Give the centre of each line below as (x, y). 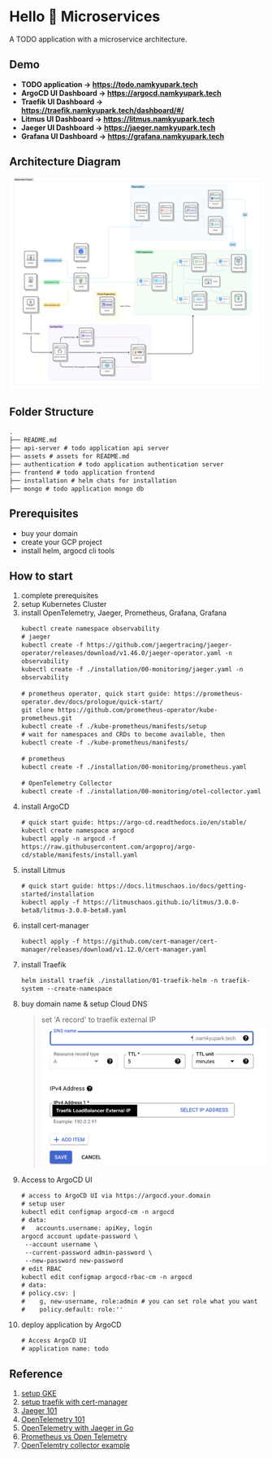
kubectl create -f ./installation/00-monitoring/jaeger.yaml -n (132, 670)
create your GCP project (61, 542)
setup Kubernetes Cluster (64, 605)
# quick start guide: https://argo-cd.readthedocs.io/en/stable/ (134, 823)
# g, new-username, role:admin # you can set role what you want (139, 1302)
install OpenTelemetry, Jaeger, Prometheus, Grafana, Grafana (123, 613)
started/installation (57, 894)
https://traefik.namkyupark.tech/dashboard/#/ (103, 110)
